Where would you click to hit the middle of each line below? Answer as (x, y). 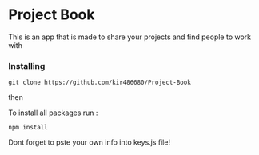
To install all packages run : (53, 113)
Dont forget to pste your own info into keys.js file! (89, 142)
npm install (28, 128)
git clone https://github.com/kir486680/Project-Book (100, 83)
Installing (27, 66)
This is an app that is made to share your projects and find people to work (130, 37)
